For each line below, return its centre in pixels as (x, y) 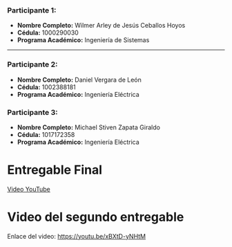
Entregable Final (55, 170)
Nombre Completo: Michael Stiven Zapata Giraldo (89, 127)
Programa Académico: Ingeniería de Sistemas (83, 40)
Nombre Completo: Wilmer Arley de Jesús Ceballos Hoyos (101, 26)
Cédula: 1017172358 (46, 134)
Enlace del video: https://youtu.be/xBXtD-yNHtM (77, 236)
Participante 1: (32, 10)
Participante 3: (32, 112)
